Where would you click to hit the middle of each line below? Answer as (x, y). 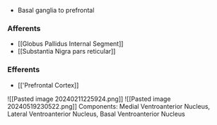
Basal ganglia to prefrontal (56, 10)
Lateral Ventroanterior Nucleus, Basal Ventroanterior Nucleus (96, 114)
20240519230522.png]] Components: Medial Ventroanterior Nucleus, (109, 106)
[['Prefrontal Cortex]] (48, 85)
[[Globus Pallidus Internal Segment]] (70, 44)
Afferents (24, 28)
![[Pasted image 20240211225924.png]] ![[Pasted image (89, 99)
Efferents (24, 70)
